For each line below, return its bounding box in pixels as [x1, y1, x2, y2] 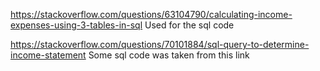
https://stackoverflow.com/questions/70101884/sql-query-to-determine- [10, 39, 310, 50]
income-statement [10, 49, 87, 61]
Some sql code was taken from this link [88, 49, 250, 61]
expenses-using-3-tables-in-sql [10, 19, 143, 31]
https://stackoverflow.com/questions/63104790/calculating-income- [10, 9, 293, 20]
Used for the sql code [144, 19, 235, 31]
